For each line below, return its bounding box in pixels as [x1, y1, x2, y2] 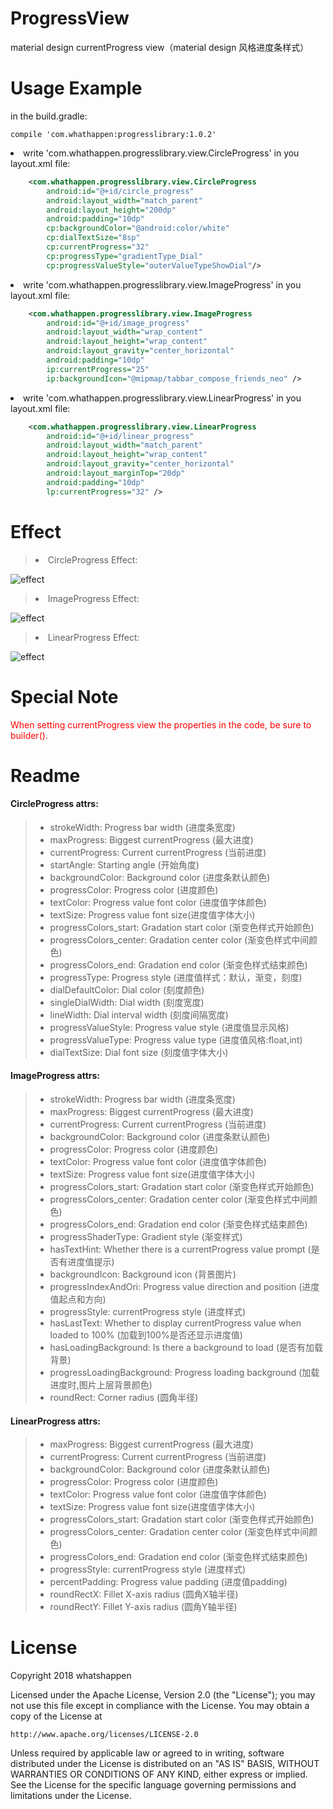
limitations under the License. [10, 1790, 132, 1802]
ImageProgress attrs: [10, 1070, 101, 1082]
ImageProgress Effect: [47, 592, 140, 604]
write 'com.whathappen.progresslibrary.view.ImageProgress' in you [23, 278, 302, 291]
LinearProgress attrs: [10, 1415, 101, 1427]
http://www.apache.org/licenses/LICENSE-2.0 [10, 1730, 199, 1740]
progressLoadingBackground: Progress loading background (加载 [49, 1367, 320, 1379]
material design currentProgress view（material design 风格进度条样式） [10, 41, 310, 53]
